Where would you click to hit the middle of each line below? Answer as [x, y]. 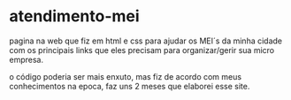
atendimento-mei [74, 16]
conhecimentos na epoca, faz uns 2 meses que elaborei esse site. [130, 86]
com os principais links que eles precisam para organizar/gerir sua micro [142, 50]
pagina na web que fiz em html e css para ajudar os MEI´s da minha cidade [146, 41]
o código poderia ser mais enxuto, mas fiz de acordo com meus [125, 76]
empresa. [27, 59]
